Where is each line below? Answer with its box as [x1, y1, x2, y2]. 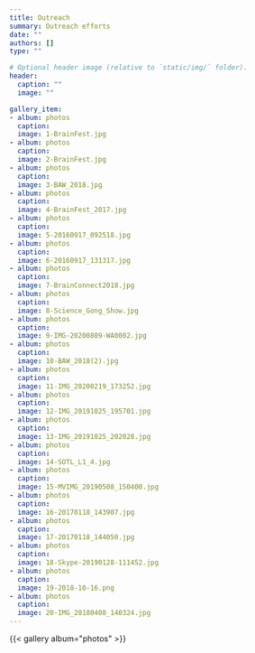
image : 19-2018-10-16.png [17, 583, 115, 592]
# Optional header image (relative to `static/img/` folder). [9, 63, 248, 72]
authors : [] [9, 38, 54, 48]
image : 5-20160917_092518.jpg [17, 230, 131, 239]
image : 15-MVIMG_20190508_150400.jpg [17, 482, 159, 492]
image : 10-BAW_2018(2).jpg [17, 357, 119, 366]
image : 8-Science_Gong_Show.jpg [17, 306, 140, 315]
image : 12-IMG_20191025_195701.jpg [17, 407, 151, 416]
